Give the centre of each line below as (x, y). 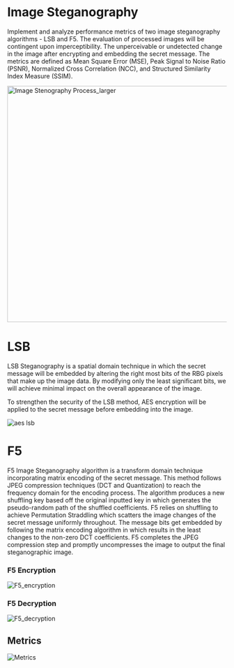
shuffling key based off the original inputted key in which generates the (109, 500)
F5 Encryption (32, 570)
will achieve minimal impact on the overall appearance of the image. (104, 388)
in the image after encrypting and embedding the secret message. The (109, 54)
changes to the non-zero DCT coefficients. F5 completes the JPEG (103, 537)
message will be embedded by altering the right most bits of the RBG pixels (115, 373)
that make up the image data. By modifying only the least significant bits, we (117, 381)
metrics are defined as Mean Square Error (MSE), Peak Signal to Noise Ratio (117, 61)
